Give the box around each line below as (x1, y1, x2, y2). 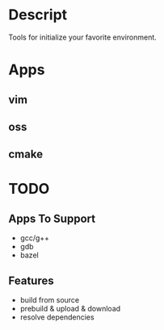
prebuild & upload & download (19, 304, 121, 314)
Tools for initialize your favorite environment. (8, 32, 158, 42)
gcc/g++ (19, 233, 50, 243)
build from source (19, 295, 80, 305)
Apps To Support (8, 211, 95, 225)
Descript (8, 6, 68, 24)
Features (8, 274, 54, 287)
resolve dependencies (19, 312, 95, 322)
